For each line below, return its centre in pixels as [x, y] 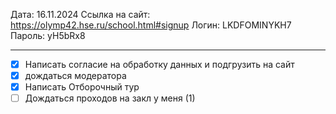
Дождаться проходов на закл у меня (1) [110, 98]
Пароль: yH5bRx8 [48, 35]
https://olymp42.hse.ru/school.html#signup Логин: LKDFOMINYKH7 [151, 25]
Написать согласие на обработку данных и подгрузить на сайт [159, 64]
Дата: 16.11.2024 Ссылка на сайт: [80, 14]
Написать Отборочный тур [82, 87]
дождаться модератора [75, 76]
